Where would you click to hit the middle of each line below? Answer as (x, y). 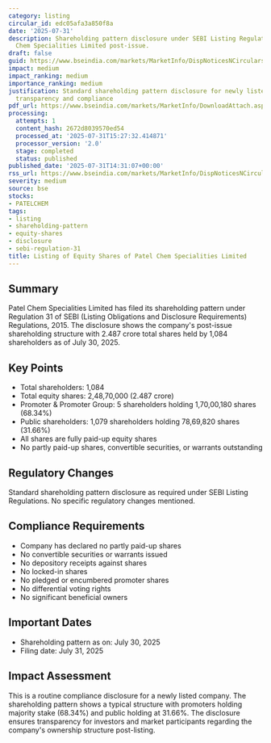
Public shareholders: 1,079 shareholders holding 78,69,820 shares (130, 422)
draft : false (30, 53)
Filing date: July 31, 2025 (62, 650)
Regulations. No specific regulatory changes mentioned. (102, 501)
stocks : (21, 196)
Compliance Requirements (77, 526)
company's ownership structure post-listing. (82, 730)
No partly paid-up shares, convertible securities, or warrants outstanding (141, 447)
